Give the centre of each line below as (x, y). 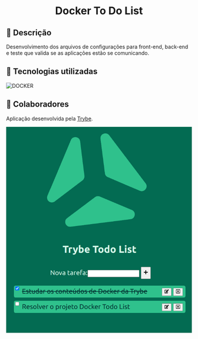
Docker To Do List (99, 11)
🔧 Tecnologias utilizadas (52, 72)
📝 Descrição (29, 33)
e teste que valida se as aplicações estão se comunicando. (77, 53)
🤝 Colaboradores (38, 104)
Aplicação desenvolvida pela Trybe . (49, 119)
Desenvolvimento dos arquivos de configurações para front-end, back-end (97, 47)
